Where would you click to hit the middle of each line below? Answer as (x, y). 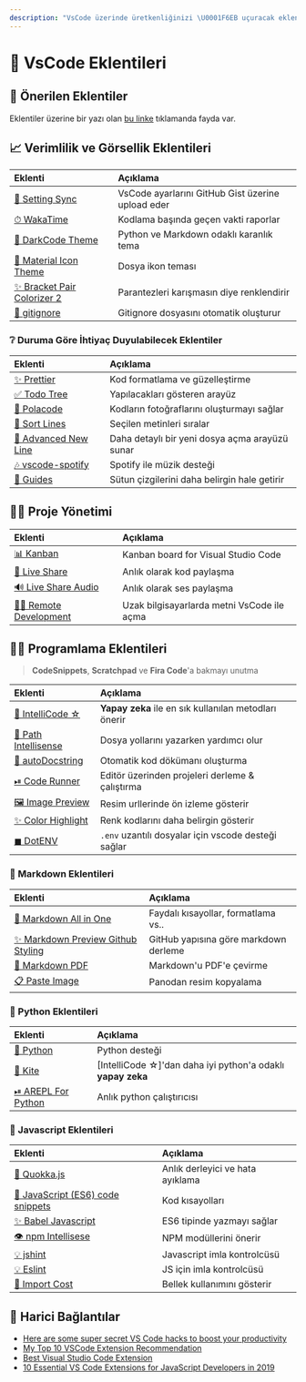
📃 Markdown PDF (51, 965)
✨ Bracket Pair (45, 287)
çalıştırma (121, 787)
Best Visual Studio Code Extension (87, 1358)
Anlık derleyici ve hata (209, 1169)
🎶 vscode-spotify (51, 464)
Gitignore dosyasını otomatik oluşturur (199, 313)
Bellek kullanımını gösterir (217, 1285)
